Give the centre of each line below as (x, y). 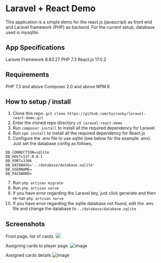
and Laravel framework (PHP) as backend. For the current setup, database (80, 27)
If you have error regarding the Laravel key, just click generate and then (84, 193)
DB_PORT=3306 (19, 161)
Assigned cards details (28, 255)
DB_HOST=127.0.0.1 (24, 157)
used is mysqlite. (22, 32)
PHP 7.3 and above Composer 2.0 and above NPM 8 (58, 86)
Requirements (27, 75)
